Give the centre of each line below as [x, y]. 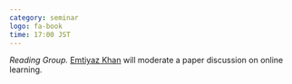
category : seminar [44, 18]
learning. [26, 70]
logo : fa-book [36, 26]
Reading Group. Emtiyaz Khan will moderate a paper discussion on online [146, 61]
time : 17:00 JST [40, 34]
